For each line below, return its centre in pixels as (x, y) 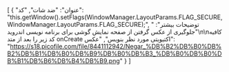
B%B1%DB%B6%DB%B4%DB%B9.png (64, 61)
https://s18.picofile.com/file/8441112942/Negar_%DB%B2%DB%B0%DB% (116, 46)
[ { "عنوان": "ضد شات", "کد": (46, 10)
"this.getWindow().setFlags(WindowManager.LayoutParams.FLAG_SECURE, (115, 17)
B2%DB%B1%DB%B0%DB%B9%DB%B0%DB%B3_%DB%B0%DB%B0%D (114, 53)
